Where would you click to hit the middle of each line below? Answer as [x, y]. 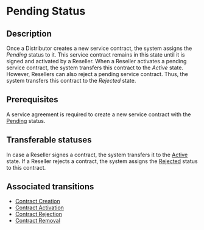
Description [29, 34]
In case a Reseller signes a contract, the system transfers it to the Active [97, 155]
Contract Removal [38, 221]
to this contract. [26, 167]
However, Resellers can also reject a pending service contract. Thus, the [97, 74]
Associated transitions [50, 187]
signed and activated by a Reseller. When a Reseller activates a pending [97, 61]
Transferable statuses [49, 140]
